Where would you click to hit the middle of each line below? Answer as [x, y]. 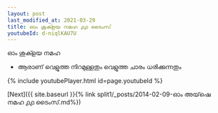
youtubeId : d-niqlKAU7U [42, 33]
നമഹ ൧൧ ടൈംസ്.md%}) [44, 103]
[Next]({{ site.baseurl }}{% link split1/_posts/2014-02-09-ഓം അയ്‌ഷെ [109, 94]
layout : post [26, 14]
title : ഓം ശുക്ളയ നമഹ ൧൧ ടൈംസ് [59, 27]
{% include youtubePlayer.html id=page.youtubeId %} [85, 81]
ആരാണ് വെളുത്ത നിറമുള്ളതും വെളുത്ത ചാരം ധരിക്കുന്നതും [99, 67]
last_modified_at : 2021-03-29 [52, 20]
